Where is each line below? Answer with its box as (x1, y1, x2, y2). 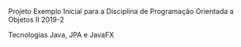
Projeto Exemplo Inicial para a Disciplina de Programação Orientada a (8, 7, 235, 16)
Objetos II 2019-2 (8, 15, 65, 24)
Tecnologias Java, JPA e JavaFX (8, 31, 115, 39)
